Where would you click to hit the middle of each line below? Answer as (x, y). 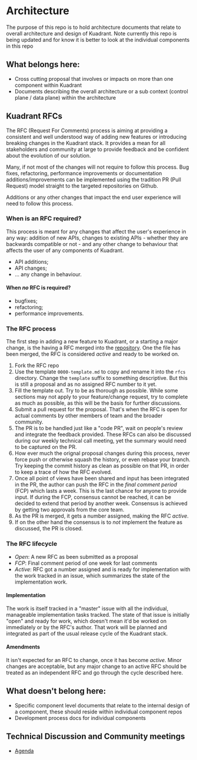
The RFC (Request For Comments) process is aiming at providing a (87, 130)
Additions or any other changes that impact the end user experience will (94, 197)
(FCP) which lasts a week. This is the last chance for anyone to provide (101, 491)
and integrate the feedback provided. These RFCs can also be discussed (103, 434)
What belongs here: (43, 65)
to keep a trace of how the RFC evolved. (63, 472)
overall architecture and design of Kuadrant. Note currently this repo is (91, 33)
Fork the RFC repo (37, 366)
